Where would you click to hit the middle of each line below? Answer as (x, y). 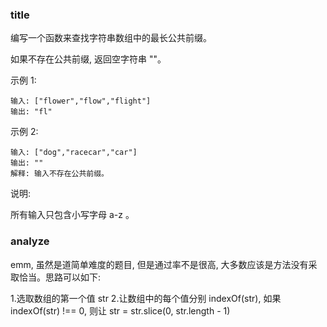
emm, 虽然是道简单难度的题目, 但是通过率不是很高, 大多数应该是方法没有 (159, 264)
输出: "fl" (31, 112)
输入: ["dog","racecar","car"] (74, 153)
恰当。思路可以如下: (60, 277)
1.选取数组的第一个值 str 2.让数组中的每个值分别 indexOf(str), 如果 (146, 298)
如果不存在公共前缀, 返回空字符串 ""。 (88, 59)
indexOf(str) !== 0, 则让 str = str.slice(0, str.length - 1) (120, 310)
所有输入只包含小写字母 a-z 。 (72, 215)
